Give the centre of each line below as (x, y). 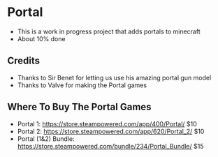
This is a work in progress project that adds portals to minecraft (109, 31)
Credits (24, 61)
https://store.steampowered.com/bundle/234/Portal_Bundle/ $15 (110, 146)
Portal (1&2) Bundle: (46, 139)
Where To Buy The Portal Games (79, 107)
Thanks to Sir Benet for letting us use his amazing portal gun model (114, 77)
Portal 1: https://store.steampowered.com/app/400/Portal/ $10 (107, 124)
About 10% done (41, 38)
